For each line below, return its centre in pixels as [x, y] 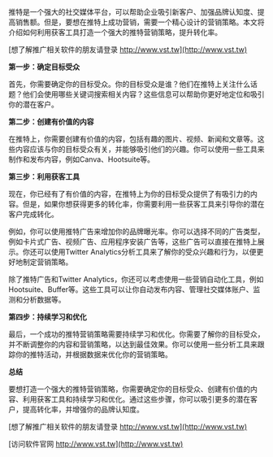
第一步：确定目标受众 [44, 67]
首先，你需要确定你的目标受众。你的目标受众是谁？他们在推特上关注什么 [129, 84]
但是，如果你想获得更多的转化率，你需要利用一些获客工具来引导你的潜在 [143, 204]
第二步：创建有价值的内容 [51, 122]
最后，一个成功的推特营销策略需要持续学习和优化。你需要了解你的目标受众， [136, 334]
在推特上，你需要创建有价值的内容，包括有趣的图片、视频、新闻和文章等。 [133, 139]
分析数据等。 [44, 300]
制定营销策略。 [48, 262]
